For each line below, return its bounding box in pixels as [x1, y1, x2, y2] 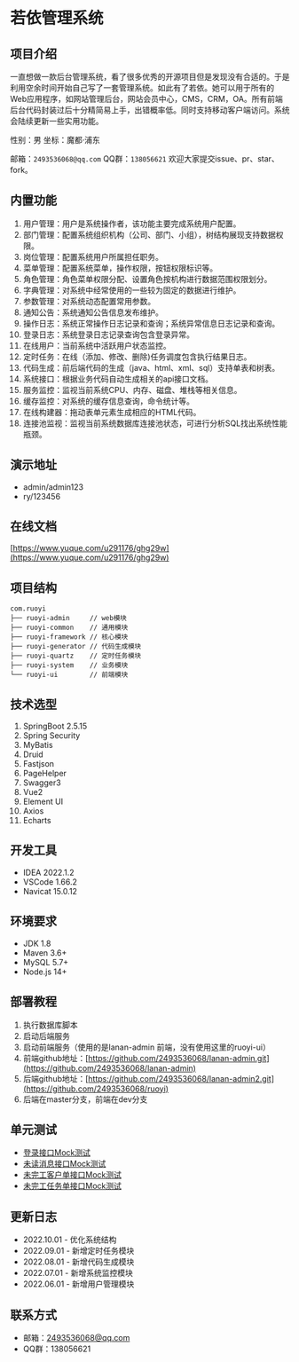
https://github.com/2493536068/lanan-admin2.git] [88, 1073, 274, 1083]
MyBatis [22, 740, 53, 751]
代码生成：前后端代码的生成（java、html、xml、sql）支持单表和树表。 [22, 362, 280, 373]
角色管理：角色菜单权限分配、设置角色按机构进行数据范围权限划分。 [22, 273, 272, 284]
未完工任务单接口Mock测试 [22, 1181, 122, 1192]
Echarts [22, 815, 51, 826]
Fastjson [22, 759, 55, 769]
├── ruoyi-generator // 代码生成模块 [10, 642, 141, 651]
